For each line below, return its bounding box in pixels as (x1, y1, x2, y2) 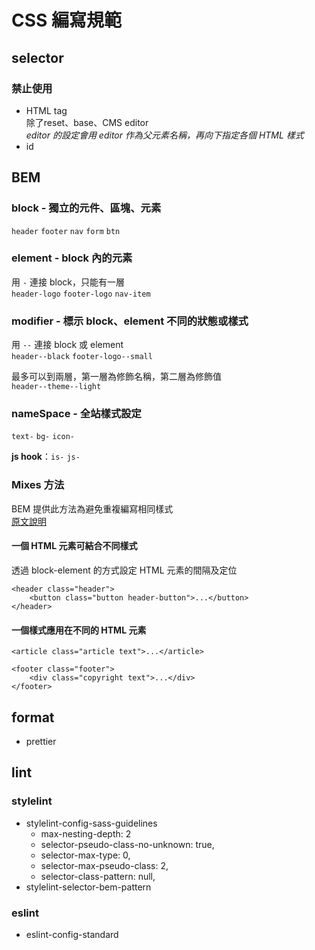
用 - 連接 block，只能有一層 (11, 276, 126, 288)
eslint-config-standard (25, 928, 119, 940)
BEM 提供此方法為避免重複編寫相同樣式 (11, 502, 174, 515)
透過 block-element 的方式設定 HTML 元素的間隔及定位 (11, 564, 238, 576)
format (11, 709, 55, 726)
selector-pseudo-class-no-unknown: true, (40, 838, 215, 850)
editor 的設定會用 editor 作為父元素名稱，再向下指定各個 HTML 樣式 (25, 129, 304, 141)
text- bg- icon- (11, 432, 75, 442)
